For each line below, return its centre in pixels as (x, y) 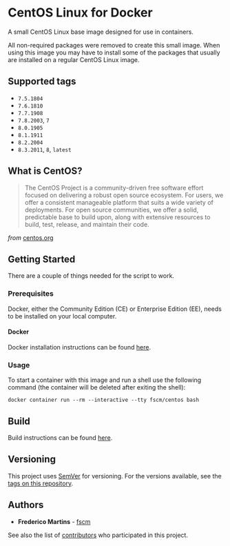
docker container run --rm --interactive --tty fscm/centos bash (103, 400)
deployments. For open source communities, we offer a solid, (112, 210)
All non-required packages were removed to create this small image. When (114, 45)
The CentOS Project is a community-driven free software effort (114, 188)
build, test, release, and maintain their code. (87, 224)
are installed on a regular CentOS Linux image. (74, 59)
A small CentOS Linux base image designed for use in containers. (101, 32)
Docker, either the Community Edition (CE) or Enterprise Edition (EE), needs (115, 309)
